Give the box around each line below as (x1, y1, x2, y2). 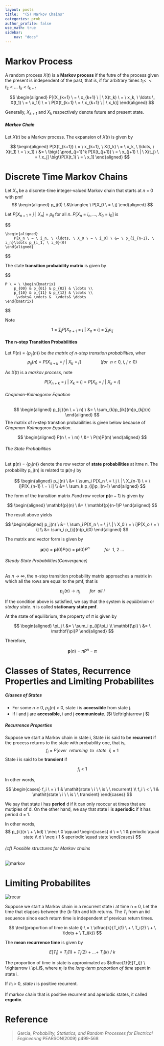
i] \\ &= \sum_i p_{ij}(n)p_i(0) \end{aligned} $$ (36, 527, 129, 533)
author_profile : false (5, 21, 51, 26)
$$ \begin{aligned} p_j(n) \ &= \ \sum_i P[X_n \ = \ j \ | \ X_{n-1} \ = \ (14, 478, 151, 484)
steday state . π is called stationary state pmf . (5, 603, 98, 609)
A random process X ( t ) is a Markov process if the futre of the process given (5, 72, 159, 78)
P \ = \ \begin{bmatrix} (5, 282, 56, 286)
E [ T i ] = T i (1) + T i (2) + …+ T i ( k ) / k (48, 949, 116, 956)
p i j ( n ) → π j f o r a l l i (59, 588, 105, 595)
